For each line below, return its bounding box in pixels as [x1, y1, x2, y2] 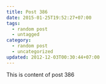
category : [6, 37, 32, 43]
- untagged [12, 32, 40, 38]
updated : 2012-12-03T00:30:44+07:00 [6, 54, 100, 60]
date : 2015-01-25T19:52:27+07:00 [6, 15, 92, 21]
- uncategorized [12, 49, 53, 55]
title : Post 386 [6, 9, 48, 15]
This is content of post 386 [6, 71, 75, 78]
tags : [6, 20, 20, 26]
